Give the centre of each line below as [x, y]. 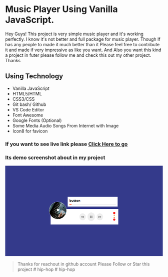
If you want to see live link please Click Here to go [66, 144]
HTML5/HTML [27, 93]
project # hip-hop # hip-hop [46, 269]
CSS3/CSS [23, 99]
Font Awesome [28, 115]
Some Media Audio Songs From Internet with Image [65, 125]
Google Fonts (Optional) [37, 120]
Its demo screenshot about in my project [55, 158]
